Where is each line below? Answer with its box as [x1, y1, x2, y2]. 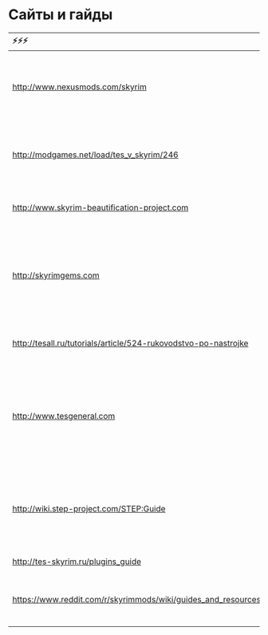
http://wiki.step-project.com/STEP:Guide [12, 503, 166, 514]
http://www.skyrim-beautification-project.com [12, 202, 189, 213]
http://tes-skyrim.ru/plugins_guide [12, 556, 142, 567]
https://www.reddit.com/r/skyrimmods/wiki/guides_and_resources [12, 594, 262, 605]
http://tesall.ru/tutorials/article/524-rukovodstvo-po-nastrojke [12, 337, 249, 349]
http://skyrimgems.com [12, 270, 100, 281]
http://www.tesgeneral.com [12, 410, 116, 421]
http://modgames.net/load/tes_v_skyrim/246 [12, 149, 179, 160]
